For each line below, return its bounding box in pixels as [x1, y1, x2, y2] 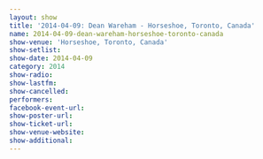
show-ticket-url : [9, 120, 73, 129]
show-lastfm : [9, 79, 58, 87]
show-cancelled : [9, 87, 69, 95]
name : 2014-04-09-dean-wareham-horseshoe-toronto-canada [9, 29, 224, 38]
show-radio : [9, 71, 53, 79]
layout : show [9, 12, 58, 22]
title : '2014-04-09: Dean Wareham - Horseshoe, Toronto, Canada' [9, 21, 255, 30]
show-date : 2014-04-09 [9, 54, 93, 63]
